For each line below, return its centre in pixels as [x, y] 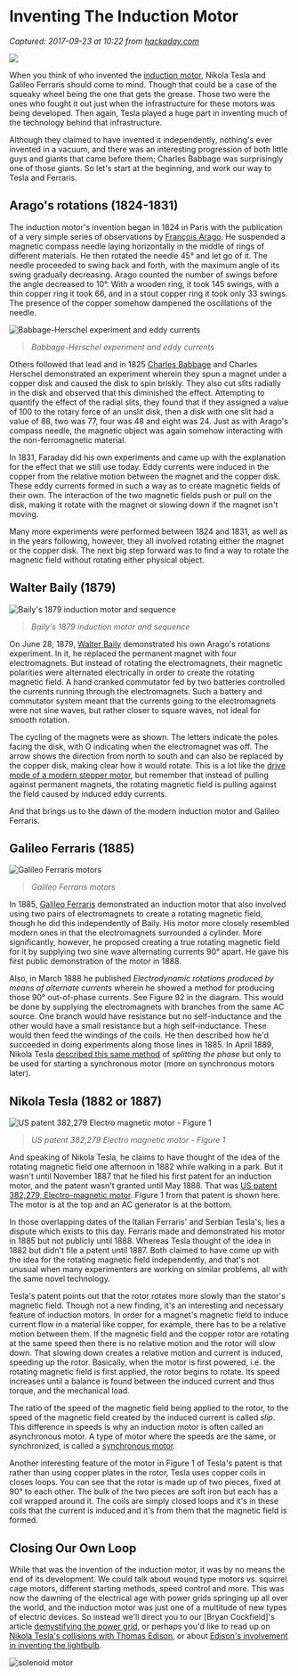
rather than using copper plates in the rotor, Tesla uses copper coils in [137, 1473]
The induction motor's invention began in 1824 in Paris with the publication [146, 227]
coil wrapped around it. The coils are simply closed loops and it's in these [144, 1501]
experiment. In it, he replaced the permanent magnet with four [123, 653]
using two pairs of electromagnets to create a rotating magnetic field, [136, 914]
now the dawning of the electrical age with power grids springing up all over [149, 1598]
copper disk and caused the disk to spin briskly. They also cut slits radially [145, 383]
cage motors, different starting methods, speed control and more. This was [147, 1588]
